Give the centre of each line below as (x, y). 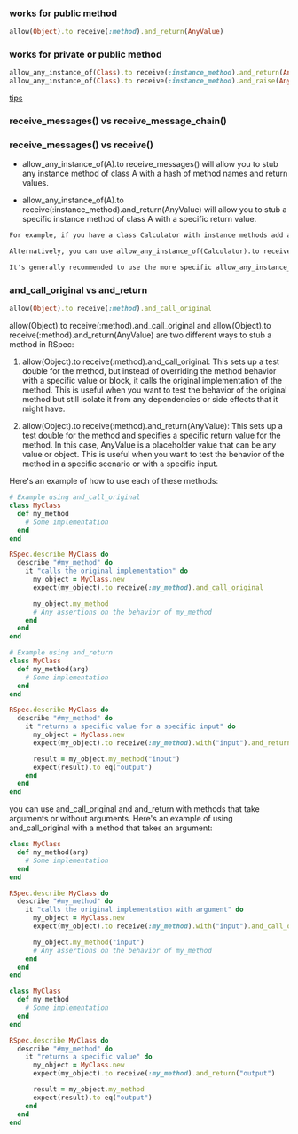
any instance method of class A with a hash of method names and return (155, 174)
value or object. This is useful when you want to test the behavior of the (153, 455)
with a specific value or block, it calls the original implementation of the (152, 381)
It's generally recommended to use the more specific (111, 268)
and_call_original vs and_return (78, 289)
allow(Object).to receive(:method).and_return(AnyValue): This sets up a (153, 426)
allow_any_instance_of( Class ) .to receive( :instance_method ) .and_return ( (146, 73)
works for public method (63, 13)
